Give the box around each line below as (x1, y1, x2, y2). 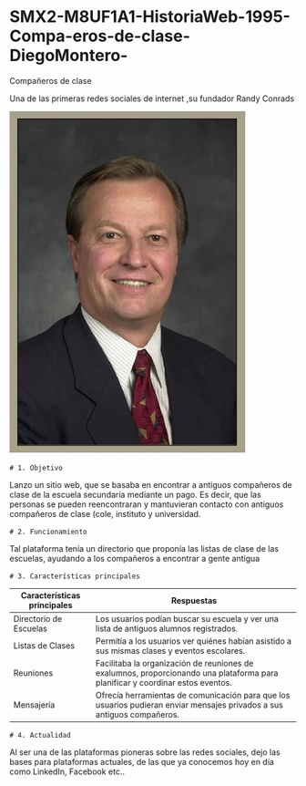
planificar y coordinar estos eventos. (95, 677, 232, 688)
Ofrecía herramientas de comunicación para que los (95, 690, 291, 701)
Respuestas (171, 595, 218, 605)
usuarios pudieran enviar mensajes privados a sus (95, 699, 284, 710)
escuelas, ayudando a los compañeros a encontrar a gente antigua (9, 553, 260, 564)
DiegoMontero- (9, 46, 128, 66)
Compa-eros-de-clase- (9, 26, 191, 47)
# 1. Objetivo (9, 463, 64, 472)
